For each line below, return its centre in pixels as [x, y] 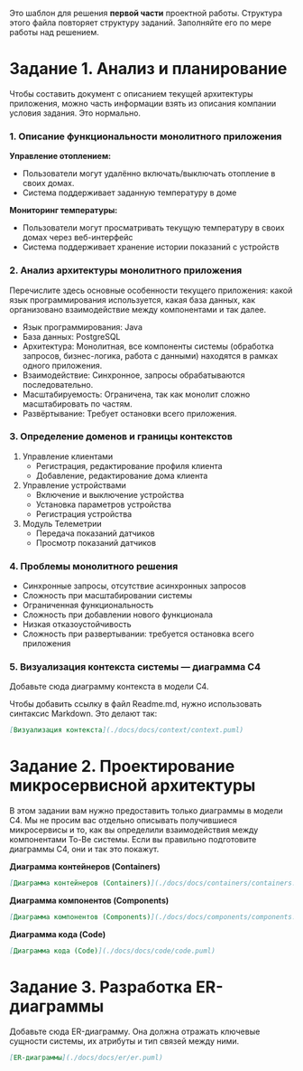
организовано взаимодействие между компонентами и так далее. [138, 309]
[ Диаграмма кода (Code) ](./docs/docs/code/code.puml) [113, 951]
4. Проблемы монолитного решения [94, 566]
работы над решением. [54, 32]
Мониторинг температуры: [64, 211]
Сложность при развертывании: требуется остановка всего [138, 634]
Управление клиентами [68, 456]
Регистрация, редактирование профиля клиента [129, 465]
